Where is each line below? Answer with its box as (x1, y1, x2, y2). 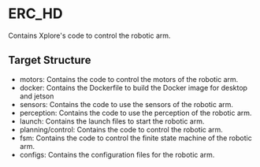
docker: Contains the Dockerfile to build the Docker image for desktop (19, 83, 248, 92)
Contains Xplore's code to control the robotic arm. (8, 31, 171, 40)
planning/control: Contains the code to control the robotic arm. (19, 124, 223, 134)
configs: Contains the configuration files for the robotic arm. (19, 150, 215, 159)
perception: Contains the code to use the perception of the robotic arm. (19, 108, 252, 117)
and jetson (19, 91, 54, 101)
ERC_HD (8, 5, 63, 23)
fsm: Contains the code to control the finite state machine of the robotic (19, 133, 252, 143)
